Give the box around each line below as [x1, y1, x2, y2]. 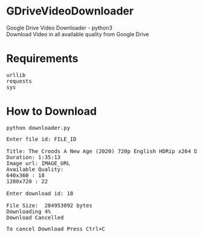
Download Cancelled [6, 214, 64, 221]
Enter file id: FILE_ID [6, 136, 77, 142]
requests [6, 77, 32, 84]
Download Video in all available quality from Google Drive [6, 30, 149, 37]
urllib [6, 71, 26, 78]
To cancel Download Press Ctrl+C [6, 225, 106, 232]
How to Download [6, 104, 97, 118]
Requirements [6, 52, 79, 66]
